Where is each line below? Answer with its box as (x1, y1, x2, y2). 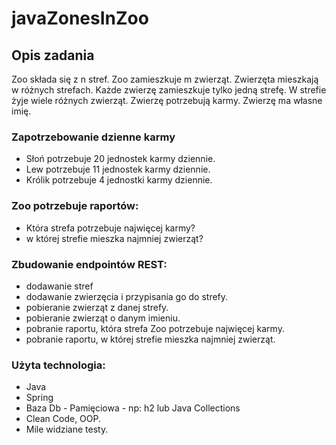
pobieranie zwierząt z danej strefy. (25, 301, 169, 313)
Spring (25, 392, 54, 404)
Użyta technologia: (11, 358, 106, 372)
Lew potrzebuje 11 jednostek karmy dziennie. (25, 163, 211, 176)
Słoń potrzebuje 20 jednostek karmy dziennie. (25, 153, 216, 165)
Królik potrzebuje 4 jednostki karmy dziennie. (25, 174, 213, 186)
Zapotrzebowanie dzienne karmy (11, 130, 176, 144)
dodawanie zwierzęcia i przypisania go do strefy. (25, 290, 229, 302)
